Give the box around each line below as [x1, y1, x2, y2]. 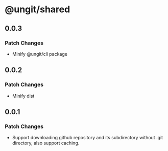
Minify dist [12, 93, 35, 99]
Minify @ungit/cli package [12, 51, 67, 57]
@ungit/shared [5, 4, 70, 15]
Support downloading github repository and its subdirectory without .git [12, 135, 163, 141]
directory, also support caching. [12, 140, 80, 146]
